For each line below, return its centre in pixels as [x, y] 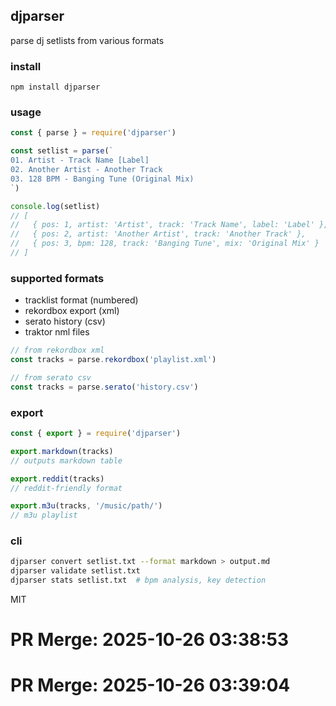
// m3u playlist [44, 515]
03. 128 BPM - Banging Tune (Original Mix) [102, 179]
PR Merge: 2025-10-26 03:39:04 [150, 685]
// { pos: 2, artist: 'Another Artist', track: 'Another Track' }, [158, 234]
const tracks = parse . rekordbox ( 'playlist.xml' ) [113, 360]
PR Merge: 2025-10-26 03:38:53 [150, 640]
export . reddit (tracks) [57, 479]
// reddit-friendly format [66, 488]
